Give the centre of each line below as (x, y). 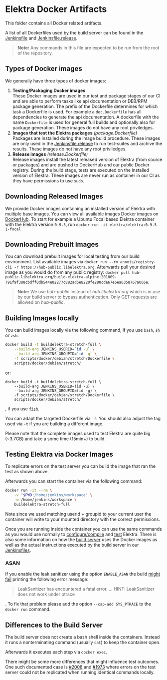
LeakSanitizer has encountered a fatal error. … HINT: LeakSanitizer (86, 589)
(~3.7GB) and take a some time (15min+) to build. (56, 439)
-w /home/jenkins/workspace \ (46, 500)
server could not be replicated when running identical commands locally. (80, 672)
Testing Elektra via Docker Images (59, 454)
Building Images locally (42, 318)
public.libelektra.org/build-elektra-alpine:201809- (61, 277)
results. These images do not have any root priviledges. (70, 149)
